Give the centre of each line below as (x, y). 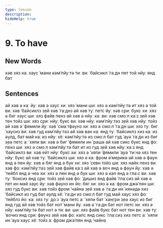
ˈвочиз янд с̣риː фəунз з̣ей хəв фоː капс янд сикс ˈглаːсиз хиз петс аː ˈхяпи (81, 215)
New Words (23, 61)
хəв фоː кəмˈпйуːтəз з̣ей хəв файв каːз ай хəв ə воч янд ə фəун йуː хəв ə (79, 168)
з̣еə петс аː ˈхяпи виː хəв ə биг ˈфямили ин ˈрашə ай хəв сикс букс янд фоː (81, 142)
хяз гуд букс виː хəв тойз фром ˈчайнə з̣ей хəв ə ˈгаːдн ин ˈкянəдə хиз (77, 189)
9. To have (26, 43)
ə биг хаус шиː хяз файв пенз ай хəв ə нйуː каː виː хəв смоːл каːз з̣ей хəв (80, 116)
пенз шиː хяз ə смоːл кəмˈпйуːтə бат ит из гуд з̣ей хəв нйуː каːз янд (74, 147)
